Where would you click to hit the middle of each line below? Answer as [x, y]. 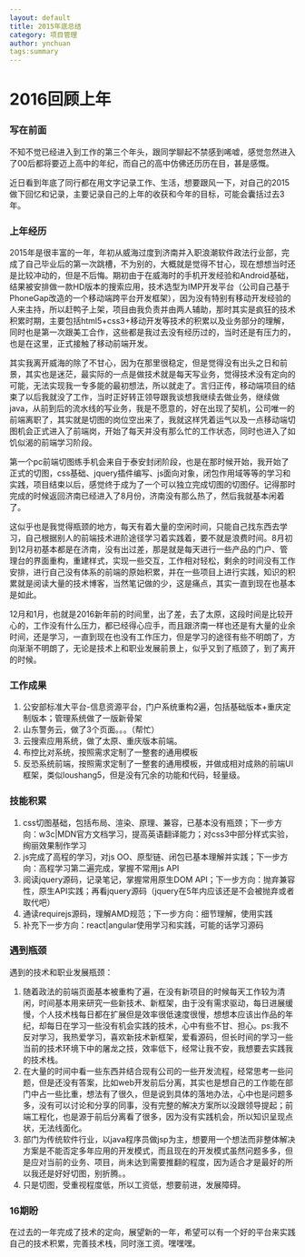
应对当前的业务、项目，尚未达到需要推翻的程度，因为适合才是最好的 [158, 1161]
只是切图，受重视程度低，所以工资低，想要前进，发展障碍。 [134, 1184]
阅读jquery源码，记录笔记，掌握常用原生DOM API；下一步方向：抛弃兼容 [159, 880]
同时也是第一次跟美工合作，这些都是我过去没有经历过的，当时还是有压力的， [152, 332]
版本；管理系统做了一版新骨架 [86, 719]
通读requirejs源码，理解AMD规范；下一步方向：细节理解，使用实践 [148, 913]
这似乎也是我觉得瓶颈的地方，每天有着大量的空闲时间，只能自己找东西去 [144, 526]
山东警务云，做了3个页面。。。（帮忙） [91, 729]
